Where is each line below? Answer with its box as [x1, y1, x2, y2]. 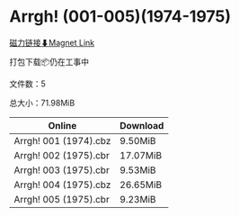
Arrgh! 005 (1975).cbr [13, 193, 110, 205]
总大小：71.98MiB [9, 97, 75, 108]
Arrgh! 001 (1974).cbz [13, 134, 111, 147]
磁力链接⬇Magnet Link [9, 37, 95, 48]
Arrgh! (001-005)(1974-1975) [9, 6, 232, 27]
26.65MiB [119, 178, 163, 191]
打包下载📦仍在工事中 [9, 56, 90, 67]
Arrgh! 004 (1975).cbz [13, 178, 111, 191]
